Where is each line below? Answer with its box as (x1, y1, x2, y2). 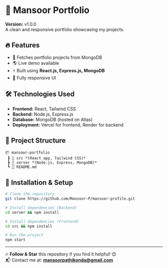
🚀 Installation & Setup (5, 178, 73, 187)
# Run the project (5, 233, 43, 238)
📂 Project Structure (5, 136, 66, 145)
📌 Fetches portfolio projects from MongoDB (12, 54, 102, 60)
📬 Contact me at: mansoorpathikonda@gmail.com (5, 257, 113, 263)
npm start (5, 237, 26, 242)
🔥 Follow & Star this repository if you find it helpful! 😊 (5, 251, 116, 257)
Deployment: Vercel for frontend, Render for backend (12, 121, 124, 127)
